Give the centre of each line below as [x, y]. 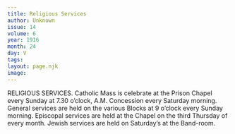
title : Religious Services [47, 14]
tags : [15, 60]
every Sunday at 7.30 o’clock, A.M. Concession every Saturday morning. [112, 100]
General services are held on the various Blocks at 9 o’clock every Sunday [115, 108]
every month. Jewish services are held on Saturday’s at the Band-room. [112, 123]
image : [17, 73]
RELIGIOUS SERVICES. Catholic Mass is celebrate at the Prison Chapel [110, 93]
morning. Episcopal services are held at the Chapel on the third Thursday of [117, 115]
